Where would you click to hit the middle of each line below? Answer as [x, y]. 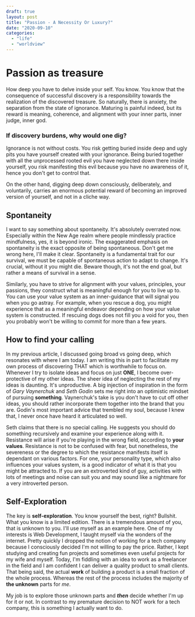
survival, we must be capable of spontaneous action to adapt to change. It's [97, 260]
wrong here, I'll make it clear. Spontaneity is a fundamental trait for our [91, 254]
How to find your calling [50, 340]
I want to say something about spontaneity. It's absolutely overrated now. [94, 229]
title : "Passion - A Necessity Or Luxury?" [60, 22]
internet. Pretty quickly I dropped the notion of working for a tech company [96, 540]
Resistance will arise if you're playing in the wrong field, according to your [95, 440]
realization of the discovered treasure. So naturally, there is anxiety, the [91, 101]
